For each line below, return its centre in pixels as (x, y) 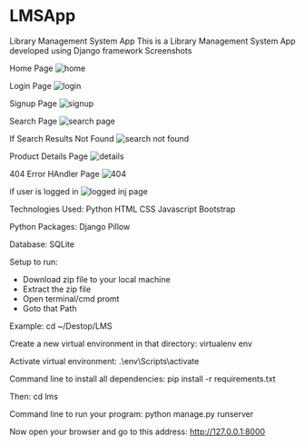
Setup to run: (34, 262)
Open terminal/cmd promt (71, 298)
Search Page (33, 121)
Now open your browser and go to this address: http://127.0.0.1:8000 (138, 431)
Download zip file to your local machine (96, 279)
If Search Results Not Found (62, 138)
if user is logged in (44, 191)
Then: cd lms (34, 396)
